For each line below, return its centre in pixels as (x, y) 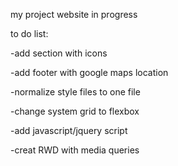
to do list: (29, 33)
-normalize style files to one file (75, 92)
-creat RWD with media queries (75, 150)
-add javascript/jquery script (69, 130)
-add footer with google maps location (89, 72)
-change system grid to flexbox (75, 111)
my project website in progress (74, 14)
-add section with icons (59, 53)
